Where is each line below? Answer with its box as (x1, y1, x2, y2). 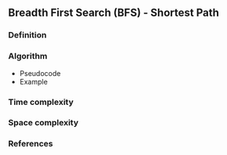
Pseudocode (19, 68, 61, 77)
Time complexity (8, 96, 74, 107)
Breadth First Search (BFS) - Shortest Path (8, 6, 220, 20)
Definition (8, 30, 47, 41)
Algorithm (8, 51, 48, 62)
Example (19, 77, 49, 86)
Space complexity (8, 117, 79, 128)
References (8, 139, 53, 150)
